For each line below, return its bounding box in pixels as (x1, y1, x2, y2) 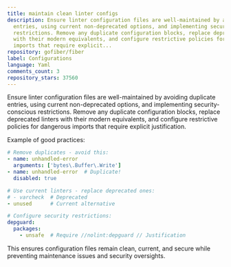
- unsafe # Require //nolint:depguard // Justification (19, 232, 186, 239)
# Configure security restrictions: (7, 212, 112, 219)
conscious (7, 108, 36, 116)
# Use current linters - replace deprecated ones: (7, 187, 155, 194)
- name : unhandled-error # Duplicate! (7, 168, 122, 175)
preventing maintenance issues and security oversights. (7, 251, 166, 259)
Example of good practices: (7, 136, 85, 144)
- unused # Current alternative (7, 200, 115, 207)
